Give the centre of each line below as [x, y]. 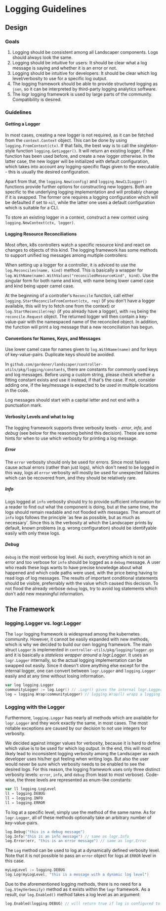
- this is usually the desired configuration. [47, 172]
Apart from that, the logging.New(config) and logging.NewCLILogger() [76, 181]
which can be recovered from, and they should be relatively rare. [71, 478]
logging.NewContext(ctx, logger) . [40, 223]
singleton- [148, 145]
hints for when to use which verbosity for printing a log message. [71, 438]
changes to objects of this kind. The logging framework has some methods [82, 250]
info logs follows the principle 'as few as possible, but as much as [72, 517]
